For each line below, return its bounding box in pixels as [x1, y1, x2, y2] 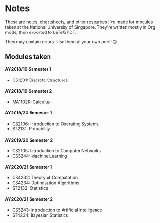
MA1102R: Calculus [12, 99, 50, 105]
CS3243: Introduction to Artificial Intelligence [12, 207, 103, 213]
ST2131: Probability [12, 126, 50, 131]
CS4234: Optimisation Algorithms [12, 180, 80, 186]
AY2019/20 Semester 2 [5, 137, 53, 143]
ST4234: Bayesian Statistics [12, 212, 68, 218]
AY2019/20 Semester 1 [5, 110, 52, 116]
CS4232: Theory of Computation [12, 175, 78, 181]
